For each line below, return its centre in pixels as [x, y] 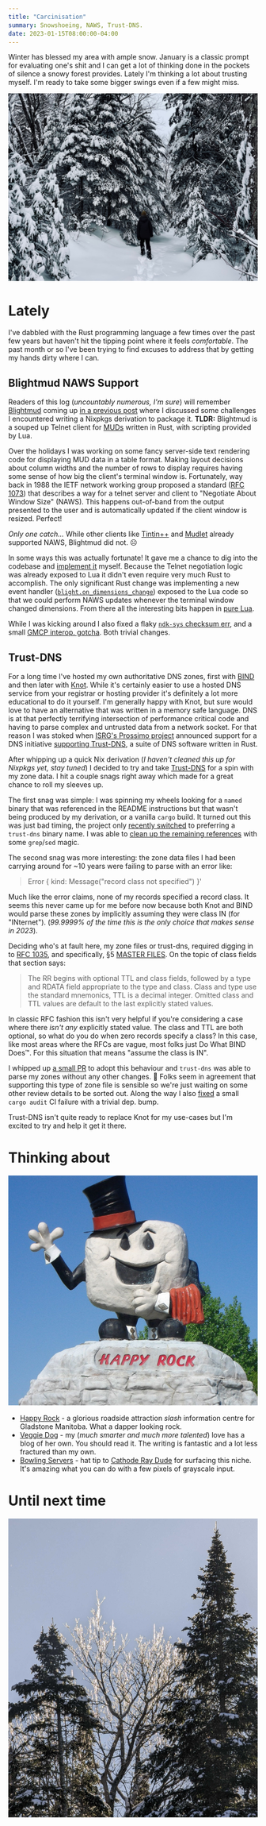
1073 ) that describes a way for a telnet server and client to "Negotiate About [132, 493]
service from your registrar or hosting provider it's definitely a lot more [123, 693]
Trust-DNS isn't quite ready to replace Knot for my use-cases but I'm [121, 1117]
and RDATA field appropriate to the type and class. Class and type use [142, 986]
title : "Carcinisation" [47, 17]
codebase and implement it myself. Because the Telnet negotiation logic [126, 566]
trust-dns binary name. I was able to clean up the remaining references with [133, 833]
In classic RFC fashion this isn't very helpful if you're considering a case [126, 1019]
